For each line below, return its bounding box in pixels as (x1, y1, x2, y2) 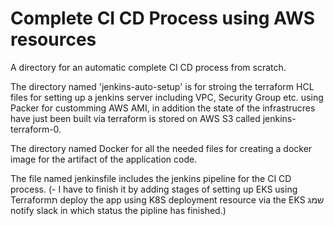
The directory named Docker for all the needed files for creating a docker (10, 142, 313, 154)
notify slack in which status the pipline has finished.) (10, 204, 227, 216)
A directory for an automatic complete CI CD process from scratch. (10, 61, 287, 73)
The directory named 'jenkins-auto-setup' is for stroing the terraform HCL (10, 80, 315, 92)
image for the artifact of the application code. (10, 153, 198, 165)
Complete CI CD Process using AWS (10, 7, 316, 30)
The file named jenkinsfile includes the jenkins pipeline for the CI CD (10, 172, 292, 184)
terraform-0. (10, 123, 62, 135)
